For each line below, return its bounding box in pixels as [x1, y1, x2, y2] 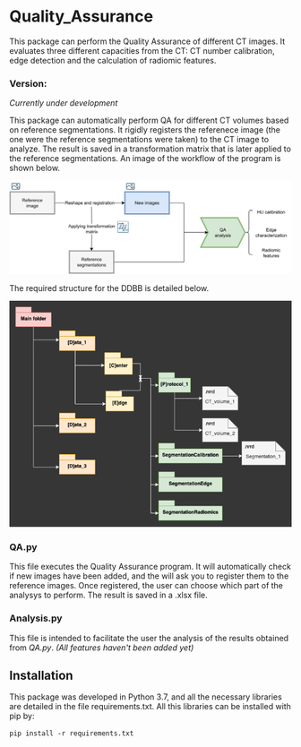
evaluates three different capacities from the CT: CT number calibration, [9, 45, 275, 56]
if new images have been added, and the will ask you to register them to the [9, 571, 289, 581]
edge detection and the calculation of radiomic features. [9, 55, 217, 65]
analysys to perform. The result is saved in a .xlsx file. [9, 589, 208, 601]
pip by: [9, 710, 35, 722]
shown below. [9, 163, 61, 174]
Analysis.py [9, 612, 63, 624]
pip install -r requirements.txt [9, 729, 134, 738]
